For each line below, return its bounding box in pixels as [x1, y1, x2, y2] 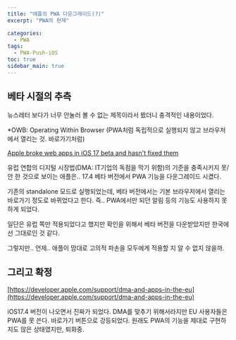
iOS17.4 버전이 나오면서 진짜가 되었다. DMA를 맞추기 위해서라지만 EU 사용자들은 [7, 307, 228, 316]
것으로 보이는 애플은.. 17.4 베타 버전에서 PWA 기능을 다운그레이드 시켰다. [22, 172, 222, 180]
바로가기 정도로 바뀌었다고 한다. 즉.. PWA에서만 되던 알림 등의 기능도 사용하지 [7, 196, 221, 204]
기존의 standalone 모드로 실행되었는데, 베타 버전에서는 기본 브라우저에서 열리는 [7, 187, 225, 195]
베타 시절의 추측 [7, 90, 72, 102]
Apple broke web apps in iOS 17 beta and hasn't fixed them [7, 148, 179, 157]
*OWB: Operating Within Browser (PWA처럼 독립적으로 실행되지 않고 [7, 125, 202, 134]
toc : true [7, 56, 37, 64]
